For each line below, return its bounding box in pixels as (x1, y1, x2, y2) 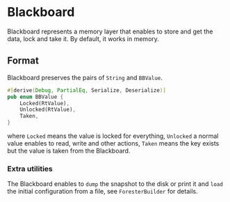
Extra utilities (7, 164, 54, 173)
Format (7, 55, 40, 67)
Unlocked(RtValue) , (19, 106, 76, 114)
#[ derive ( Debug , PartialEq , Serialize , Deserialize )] (7, 86, 167, 94)
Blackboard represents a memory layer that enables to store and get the (7, 27, 213, 36)
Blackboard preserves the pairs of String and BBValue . (7, 73, 163, 81)
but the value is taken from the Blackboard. (7, 147, 131, 155)
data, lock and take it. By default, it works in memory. (7, 34, 160, 42)
